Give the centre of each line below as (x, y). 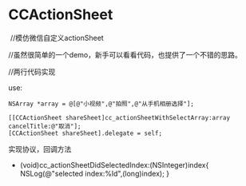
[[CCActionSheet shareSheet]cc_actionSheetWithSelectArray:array (119, 117)
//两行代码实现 (32, 71)
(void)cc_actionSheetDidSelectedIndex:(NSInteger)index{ (114, 164)
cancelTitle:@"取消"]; (45, 126)
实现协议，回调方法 (40, 148)
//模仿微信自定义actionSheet (57, 38)
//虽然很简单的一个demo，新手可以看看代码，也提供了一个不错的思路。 (125, 54)
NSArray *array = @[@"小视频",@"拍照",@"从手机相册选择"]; (101, 104)
